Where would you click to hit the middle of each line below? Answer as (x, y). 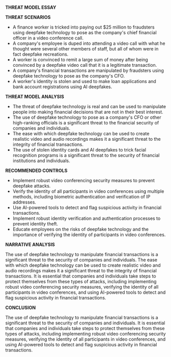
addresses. (25, 202)
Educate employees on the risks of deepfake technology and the (81, 229)
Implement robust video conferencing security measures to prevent (83, 180)
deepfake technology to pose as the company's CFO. (69, 76)
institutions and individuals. (41, 161)
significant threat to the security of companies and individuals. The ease (81, 260)
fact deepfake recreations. (41, 54)
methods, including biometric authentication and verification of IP (81, 197)
